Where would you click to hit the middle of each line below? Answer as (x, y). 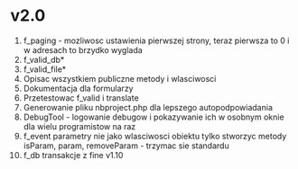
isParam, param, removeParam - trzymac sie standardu (126, 146)
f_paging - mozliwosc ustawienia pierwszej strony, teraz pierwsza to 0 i (156, 40)
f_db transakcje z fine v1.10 (73, 155)
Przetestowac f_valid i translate (81, 98)
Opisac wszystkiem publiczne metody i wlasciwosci (120, 78)
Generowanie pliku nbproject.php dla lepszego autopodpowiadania (148, 107)
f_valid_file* (45, 69)
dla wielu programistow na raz (79, 126)
